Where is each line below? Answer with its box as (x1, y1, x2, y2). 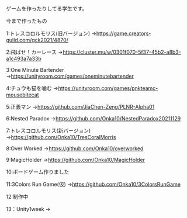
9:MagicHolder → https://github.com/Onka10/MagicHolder (6, 157, 145, 163)
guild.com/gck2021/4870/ (6, 37, 69, 43)
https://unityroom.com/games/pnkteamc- (58, 85, 158, 92)
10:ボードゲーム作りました (6, 168, 70, 175)
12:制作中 (6, 193, 29, 200)
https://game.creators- (96, 30, 151, 37)
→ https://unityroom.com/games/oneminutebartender (6, 72, 134, 79)
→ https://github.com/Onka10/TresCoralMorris (6, 134, 116, 140)
